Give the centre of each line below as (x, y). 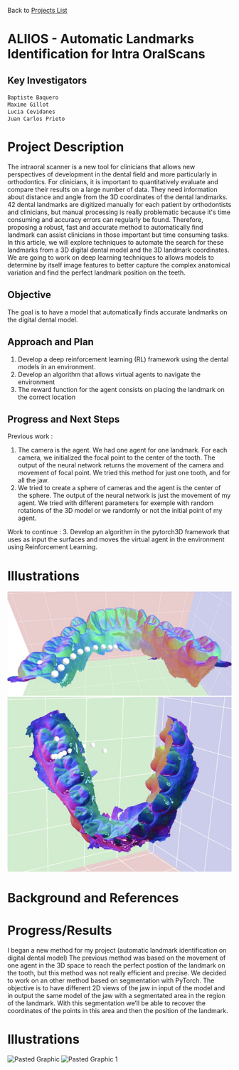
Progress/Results (60, 931)
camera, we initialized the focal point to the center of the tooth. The (116, 457)
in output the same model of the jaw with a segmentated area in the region (116, 995)
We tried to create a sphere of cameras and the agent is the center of (119, 488)
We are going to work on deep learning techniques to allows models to (111, 257)
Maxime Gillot (28, 105)
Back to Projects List (37, 10)
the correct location (47, 397)
